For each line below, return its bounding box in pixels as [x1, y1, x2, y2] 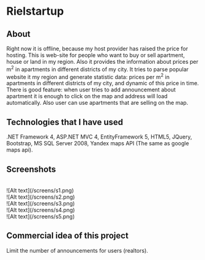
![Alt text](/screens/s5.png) [6, 213, 75, 220]
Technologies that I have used [6, 117, 124, 127]
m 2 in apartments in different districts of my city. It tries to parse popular [6, 64, 189, 73]
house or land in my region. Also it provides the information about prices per [6, 58, 199, 65]
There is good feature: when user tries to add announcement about [6, 86, 176, 93]
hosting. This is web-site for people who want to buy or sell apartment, [6, 52, 185, 59]
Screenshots [6, 164, 56, 174]
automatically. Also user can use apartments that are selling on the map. [6, 99, 188, 107]
